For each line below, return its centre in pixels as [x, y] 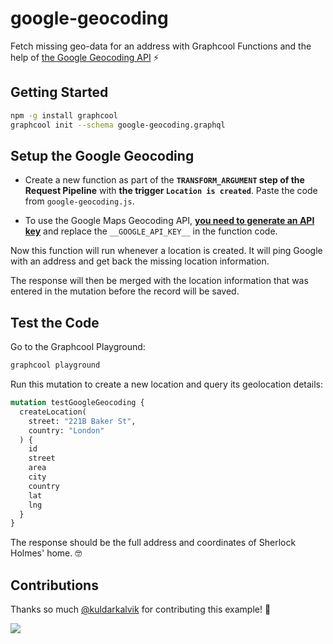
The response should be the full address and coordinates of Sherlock [153, 543]
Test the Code [55, 322]
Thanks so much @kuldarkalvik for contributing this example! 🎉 [141, 609]
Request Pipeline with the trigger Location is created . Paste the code [171, 191]
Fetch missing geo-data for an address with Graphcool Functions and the [161, 46]
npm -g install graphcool [64, 115]
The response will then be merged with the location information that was [159, 281]
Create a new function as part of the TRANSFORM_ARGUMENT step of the [164, 180]
